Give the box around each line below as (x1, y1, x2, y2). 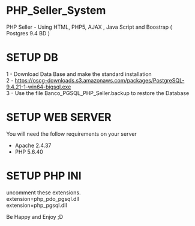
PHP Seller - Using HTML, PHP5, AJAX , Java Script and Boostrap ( (6, 23, 172, 30)
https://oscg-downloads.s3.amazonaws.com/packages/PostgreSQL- (14, 77, 185, 84)
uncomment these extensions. (6, 189, 81, 196)
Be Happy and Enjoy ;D (6, 213, 64, 220)
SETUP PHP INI (6, 169, 82, 182)
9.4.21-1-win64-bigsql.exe (6, 83, 71, 90)
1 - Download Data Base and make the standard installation (6, 70, 152, 78)
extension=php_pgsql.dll (6, 201, 67, 209)
